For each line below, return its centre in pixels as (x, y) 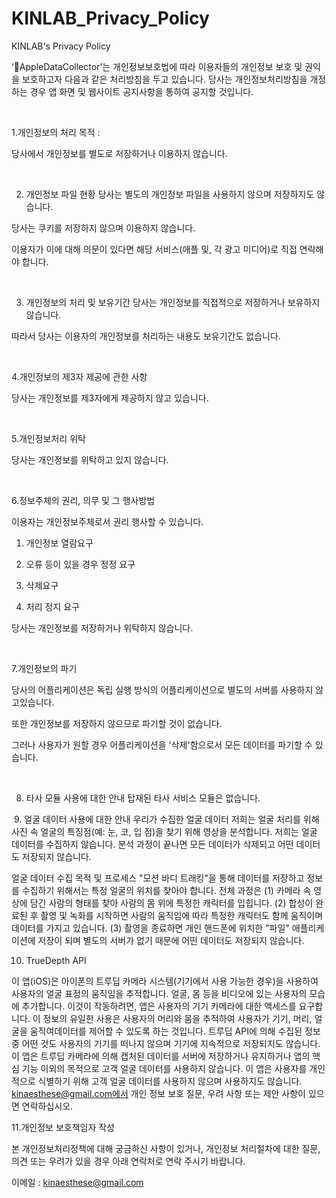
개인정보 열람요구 (59, 543)
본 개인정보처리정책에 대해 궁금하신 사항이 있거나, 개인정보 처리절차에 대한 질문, (166, 1148)
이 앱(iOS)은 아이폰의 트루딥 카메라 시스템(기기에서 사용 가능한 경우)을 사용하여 (165, 981)
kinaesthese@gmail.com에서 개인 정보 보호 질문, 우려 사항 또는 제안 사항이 (158, 1093)
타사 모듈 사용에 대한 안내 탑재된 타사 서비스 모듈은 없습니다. (143, 798)
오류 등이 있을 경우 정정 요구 (80, 564)
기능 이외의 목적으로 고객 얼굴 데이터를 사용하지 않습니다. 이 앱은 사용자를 (164, 1068)
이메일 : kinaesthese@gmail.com (77, 1182)
